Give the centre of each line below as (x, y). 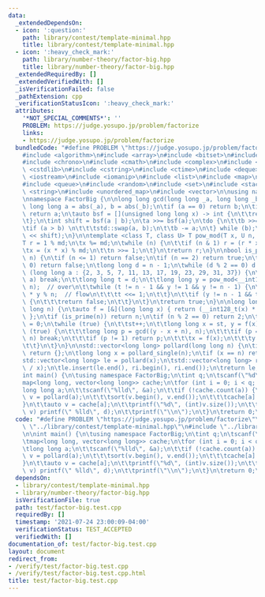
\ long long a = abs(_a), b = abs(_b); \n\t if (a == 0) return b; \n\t (139, 206)
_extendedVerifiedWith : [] (60, 81)
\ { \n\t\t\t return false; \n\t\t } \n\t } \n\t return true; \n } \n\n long (134, 302)
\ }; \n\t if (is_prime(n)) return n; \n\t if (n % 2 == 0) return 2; (134, 317)
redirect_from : (33, 559)
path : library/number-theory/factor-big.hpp (97, 60)
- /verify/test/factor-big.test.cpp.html (77, 573)
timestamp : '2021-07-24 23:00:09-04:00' (82, 522)
